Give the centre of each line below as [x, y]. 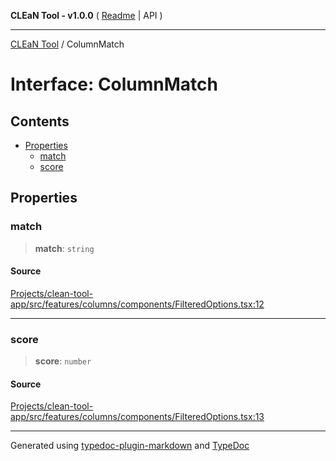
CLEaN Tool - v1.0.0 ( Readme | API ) [86, 15]
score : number [63, 361]
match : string [64, 248]
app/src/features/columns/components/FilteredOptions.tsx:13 [137, 417]
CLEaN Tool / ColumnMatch [67, 44]
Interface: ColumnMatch [114, 84]
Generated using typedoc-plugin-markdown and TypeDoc [130, 446]
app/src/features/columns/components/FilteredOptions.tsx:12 [137, 304]
